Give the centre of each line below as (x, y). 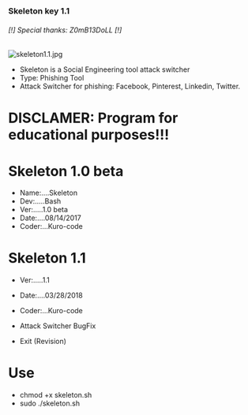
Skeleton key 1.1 (39, 11)
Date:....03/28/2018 (51, 295)
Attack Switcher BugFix (58, 326)
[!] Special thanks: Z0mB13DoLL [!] (65, 30)
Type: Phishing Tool (52, 78)
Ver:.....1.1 (34, 280)
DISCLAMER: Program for (93, 118)
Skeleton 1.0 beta (66, 171)
